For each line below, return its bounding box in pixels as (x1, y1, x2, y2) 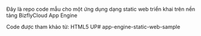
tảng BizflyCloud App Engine (6, 12, 78, 19)
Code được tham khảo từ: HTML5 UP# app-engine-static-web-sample (6, 24, 181, 30)
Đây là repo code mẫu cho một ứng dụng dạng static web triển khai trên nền (6, 6, 196, 12)
